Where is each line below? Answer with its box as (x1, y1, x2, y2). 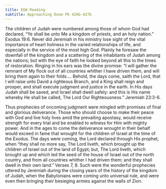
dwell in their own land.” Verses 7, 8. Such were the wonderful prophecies (5, 162, 156, 168)
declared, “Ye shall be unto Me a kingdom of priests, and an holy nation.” (5, 31, 154, 37)
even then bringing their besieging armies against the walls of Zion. (5, 178, 143, 184)
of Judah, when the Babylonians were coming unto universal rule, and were (5, 173, 160, 179)
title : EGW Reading (5, 7, 46, 12)
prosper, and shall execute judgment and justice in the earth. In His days (5, 84, 153, 90)
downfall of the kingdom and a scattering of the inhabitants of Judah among (5, 52, 161, 58)
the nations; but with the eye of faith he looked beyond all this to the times (5, 57, 156, 63)
